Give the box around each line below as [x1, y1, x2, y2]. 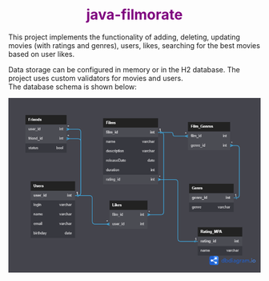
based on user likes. [8, 49, 75, 59]
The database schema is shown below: [8, 82, 138, 92]
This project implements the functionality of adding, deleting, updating [8, 32, 240, 42]
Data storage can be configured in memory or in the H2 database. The [8, 64, 240, 74]
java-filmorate [86, 6, 183, 24]
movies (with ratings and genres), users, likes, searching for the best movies [8, 40, 260, 50]
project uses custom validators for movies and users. [8, 73, 183, 83]
